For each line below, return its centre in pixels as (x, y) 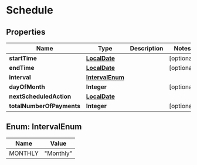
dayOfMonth (27, 87)
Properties (26, 32)
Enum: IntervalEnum (44, 127)
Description (147, 48)
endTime (22, 68)
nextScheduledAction (40, 96)
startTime (23, 58)
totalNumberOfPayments (45, 106)
